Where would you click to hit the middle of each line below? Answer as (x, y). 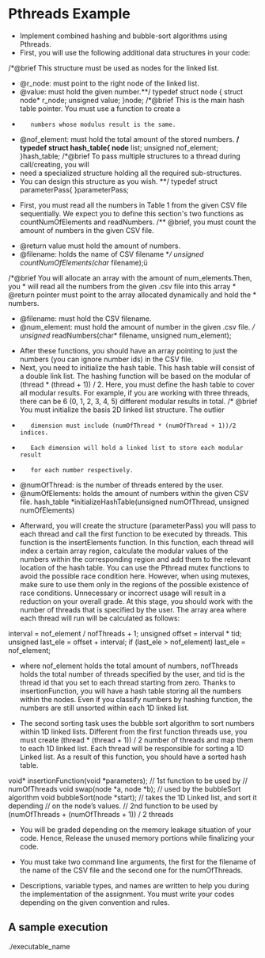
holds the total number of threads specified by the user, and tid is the (132, 674)
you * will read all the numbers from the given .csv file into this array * (122, 286)
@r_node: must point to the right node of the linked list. (110, 83)
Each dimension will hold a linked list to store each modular (137, 448)
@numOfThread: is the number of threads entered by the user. (121, 485)
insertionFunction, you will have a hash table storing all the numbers (131, 691)
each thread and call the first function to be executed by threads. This (133, 534)
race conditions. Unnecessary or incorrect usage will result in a (123, 593)
